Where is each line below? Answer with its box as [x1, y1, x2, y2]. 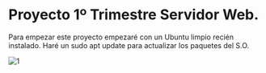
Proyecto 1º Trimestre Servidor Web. [8, 6, 260, 24]
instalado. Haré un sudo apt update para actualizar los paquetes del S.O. [8, 40, 250, 50]
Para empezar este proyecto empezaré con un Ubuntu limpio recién [8, 32, 234, 42]
